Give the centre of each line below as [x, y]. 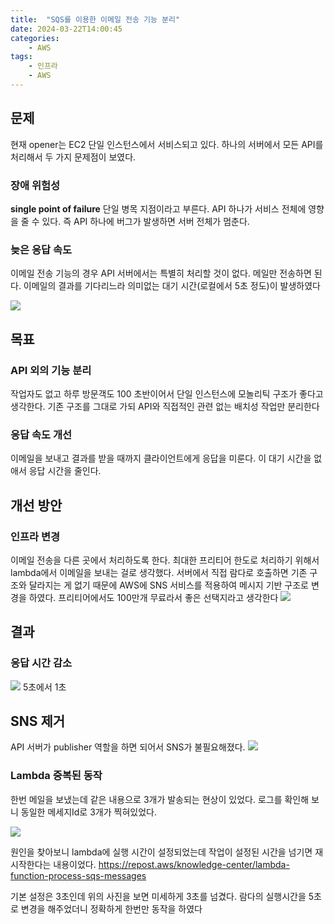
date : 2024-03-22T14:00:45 [66, 29]
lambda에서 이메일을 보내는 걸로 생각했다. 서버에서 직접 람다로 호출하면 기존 [159, 572]
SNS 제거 [38, 721]
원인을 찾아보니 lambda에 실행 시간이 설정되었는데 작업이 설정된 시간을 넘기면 [161, 852]
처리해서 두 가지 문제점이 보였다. [73, 157]
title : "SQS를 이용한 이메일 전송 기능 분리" [95, 19]
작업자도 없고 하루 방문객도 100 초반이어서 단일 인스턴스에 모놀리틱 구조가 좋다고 [167, 393]
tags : [21, 57]
